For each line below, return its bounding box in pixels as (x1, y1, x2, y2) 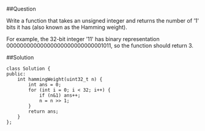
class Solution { (6, 65, 51, 72)
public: (6, 71, 26, 77)
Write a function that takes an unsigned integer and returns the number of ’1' (6, 17, 199, 24)
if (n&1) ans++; (39, 92, 81, 99)
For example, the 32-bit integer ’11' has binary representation (6, 36, 160, 42)
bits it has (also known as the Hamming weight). (6, 24, 127, 31)
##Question (6, 6, 36, 12)
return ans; (28, 108, 59, 114)
